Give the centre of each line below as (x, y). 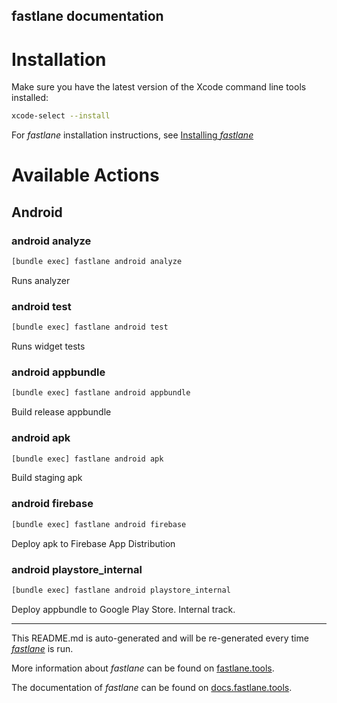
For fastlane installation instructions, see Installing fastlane (132, 135)
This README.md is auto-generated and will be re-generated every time (160, 638)
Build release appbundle (61, 412)
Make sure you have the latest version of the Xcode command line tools (159, 87)
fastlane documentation (87, 16)
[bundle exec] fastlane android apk (87, 459)
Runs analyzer (41, 280)
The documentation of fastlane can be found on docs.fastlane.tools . (152, 687)
